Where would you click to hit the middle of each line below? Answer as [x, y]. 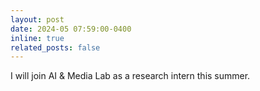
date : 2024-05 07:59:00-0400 [71, 29]
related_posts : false [55, 47]
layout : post [37, 19]
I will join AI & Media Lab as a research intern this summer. [130, 76]
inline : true [37, 38]
